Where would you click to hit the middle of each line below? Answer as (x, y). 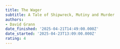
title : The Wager (24, 10)
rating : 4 (16, 39)
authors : (14, 19)
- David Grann (20, 24)
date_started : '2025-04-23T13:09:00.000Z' (51, 34)
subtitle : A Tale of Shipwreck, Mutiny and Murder (60, 15)
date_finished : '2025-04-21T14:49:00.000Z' (52, 29)
